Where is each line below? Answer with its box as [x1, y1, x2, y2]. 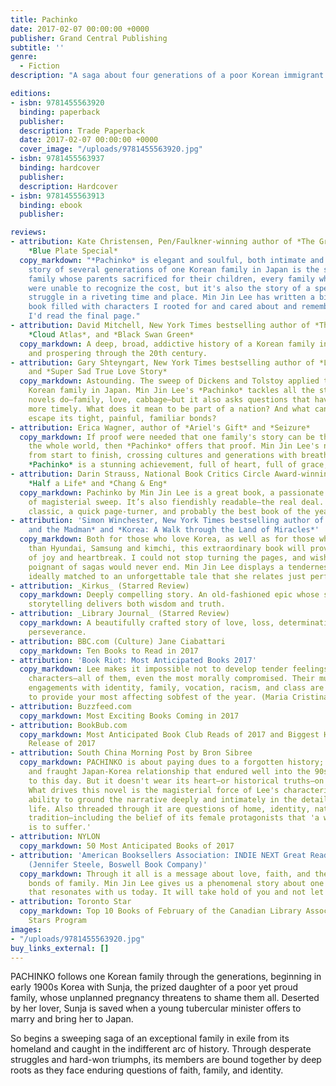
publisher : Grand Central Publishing [10, 33, 168, 43]
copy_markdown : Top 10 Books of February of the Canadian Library [19, 906, 302, 916]
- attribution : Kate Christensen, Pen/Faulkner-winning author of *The [10, 237, 315, 247]
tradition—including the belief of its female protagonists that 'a [28, 813, 320, 823]
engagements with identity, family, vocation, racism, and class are [28, 683, 325, 693]
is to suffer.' [28, 822, 92, 833]
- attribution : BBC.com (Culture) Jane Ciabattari [10, 636, 226, 646]
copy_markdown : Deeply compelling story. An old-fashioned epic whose [19, 590, 320, 600]
